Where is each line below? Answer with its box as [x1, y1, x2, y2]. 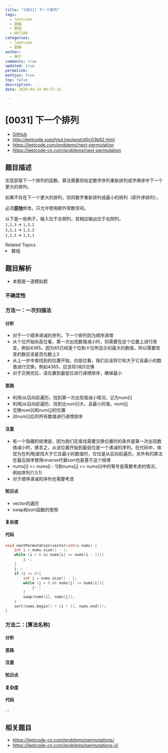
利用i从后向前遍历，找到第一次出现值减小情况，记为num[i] [12, 395, 132, 401]
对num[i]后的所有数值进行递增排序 [12, 413, 83, 420]
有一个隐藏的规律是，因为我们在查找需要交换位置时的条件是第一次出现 [12, 438, 157, 444]
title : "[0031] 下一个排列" [5, 7, 60, 13]
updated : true [5, 63, 35, 68]
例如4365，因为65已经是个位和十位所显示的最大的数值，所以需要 [21, 345, 156, 351]
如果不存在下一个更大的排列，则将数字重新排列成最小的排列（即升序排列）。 [5, 195, 161, 201]
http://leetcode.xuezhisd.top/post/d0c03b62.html [12, 137, 115, 143]
